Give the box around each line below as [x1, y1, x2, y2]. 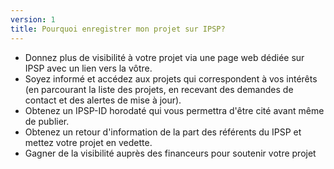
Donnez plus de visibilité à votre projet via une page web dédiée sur [24, 51, 305, 63]
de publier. [24, 115, 70, 127]
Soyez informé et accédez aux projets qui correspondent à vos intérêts [24, 72, 318, 85]
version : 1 [10, 14, 56, 25]
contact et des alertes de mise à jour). [24, 94, 182, 106]
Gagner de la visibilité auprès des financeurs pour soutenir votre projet [24, 147, 317, 159]
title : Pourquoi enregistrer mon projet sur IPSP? [10, 24, 226, 34]
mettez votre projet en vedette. [24, 136, 153, 148]
